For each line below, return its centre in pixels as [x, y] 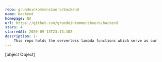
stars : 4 [14, 27]
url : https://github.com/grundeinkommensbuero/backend [62, 23]
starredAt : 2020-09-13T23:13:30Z [39, 32]
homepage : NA [18, 18]
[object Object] [20, 54]
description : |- [21, 37]
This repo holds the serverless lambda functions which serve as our [86, 41]
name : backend [19, 14]
